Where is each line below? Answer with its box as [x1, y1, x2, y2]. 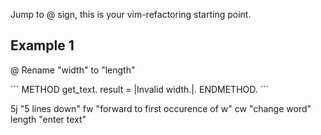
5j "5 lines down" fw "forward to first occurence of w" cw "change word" [10, 102, 312, 114]
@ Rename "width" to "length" [10, 64, 136, 76]
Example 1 [10, 37, 75, 54]
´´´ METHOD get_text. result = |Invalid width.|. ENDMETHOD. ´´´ [10, 83, 270, 95]
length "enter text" [10, 113, 87, 125]
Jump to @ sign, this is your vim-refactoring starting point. [10, 9, 252, 20]
